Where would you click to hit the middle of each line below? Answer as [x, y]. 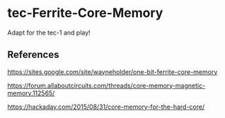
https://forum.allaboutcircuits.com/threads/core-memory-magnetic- [106, 85]
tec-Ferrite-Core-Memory [85, 13]
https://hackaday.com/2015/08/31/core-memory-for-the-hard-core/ [106, 107]
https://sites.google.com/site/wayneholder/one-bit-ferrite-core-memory [112, 71]
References [33, 55]
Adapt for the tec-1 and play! [49, 33]
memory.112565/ [31, 93]
